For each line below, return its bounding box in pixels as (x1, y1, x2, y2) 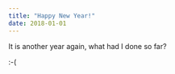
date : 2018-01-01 (8, 19, 67, 27)
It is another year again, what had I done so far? (8, 41, 167, 51)
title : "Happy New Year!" (8, 11, 95, 20)
